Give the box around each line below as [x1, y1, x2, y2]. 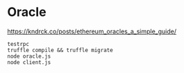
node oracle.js [7, 53, 51, 60]
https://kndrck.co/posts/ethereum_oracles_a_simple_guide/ [7, 27, 177, 35]
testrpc [7, 40, 30, 47]
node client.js [7, 58, 51, 66]
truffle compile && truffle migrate [7, 47, 113, 54]
